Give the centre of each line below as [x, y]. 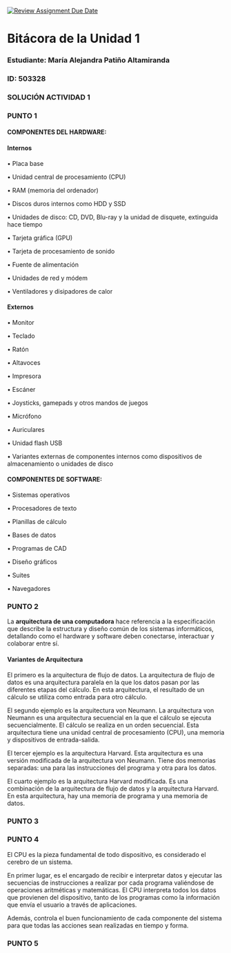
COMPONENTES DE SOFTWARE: [55, 480]
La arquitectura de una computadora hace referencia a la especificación [111, 621]
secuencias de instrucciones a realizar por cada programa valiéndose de [111, 883]
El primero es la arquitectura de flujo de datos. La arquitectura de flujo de [111, 674]
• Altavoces [24, 362]
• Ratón [18, 349]
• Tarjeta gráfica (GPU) [40, 238]
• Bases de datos [32, 535]
